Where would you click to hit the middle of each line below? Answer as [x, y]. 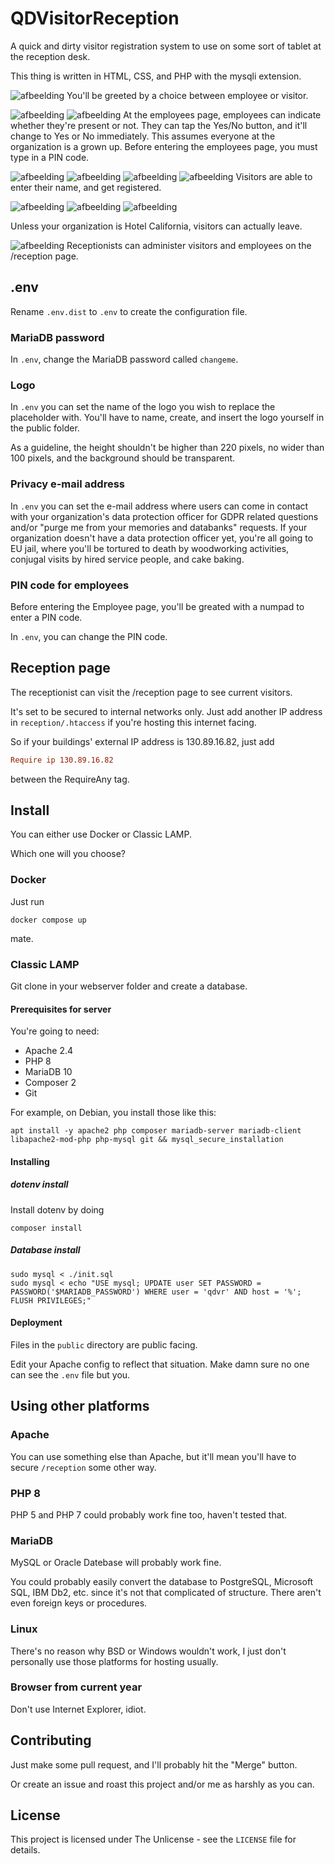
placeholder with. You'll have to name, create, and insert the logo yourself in [167, 418]
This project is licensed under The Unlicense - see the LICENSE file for [153, 1839]
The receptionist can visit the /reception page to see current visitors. [151, 692]
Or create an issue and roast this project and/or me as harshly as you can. [162, 1784]
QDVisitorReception [95, 18]
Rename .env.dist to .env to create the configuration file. [129, 311]
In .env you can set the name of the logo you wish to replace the [143, 407]
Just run [27, 901]
